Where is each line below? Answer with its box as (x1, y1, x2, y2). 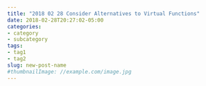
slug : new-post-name (7, 62, 67, 69)
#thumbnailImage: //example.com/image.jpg (7, 68, 132, 75)
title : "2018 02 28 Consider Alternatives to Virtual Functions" (7, 10, 200, 17)
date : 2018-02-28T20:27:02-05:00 (7, 17, 104, 24)
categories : (7, 23, 42, 30)
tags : (7, 42, 23, 49)
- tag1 (7, 49, 26, 56)
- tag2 (7, 55, 26, 62)
